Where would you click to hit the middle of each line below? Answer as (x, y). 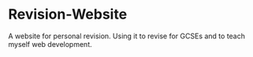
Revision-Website (68, 14)
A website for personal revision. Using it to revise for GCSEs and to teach (127, 36)
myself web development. (50, 44)
